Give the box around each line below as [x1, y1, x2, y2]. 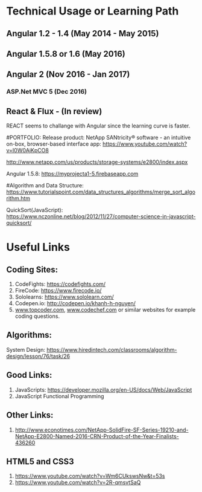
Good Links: [6, 370, 52, 380]
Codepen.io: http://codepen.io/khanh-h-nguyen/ [14, 300, 136, 307]
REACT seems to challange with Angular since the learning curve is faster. [6, 122, 191, 129]
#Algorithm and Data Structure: [6, 182, 84, 189]
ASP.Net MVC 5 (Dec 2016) [6, 88, 87, 96]
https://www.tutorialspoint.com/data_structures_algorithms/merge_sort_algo [6, 189, 196, 196]
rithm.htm [6, 195, 31, 202]
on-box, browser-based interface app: [6, 140, 101, 147]
